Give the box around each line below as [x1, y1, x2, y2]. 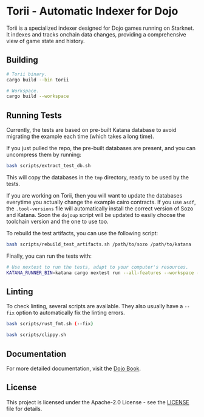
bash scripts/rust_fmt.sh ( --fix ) [6, 321, 94, 327]
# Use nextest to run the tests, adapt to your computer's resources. [6, 264, 189, 270]
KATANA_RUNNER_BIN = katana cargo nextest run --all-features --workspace [6, 269, 194, 276]
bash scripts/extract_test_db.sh [6, 163, 91, 169]
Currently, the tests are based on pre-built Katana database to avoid [6, 126, 177, 134]
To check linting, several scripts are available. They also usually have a [6, 303, 183, 310]
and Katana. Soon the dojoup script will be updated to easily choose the [6, 211, 185, 218]
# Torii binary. [6, 71, 47, 77]
